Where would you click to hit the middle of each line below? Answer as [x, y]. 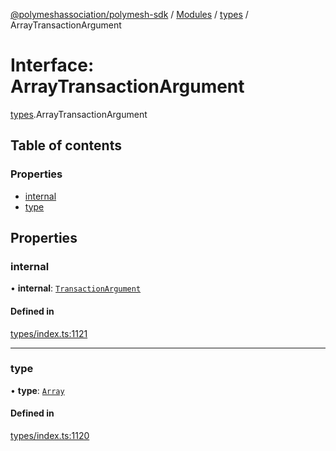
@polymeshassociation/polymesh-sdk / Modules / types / [129, 14]
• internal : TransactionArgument [76, 288]
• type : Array [37, 390]
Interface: [52, 65]
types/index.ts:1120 [50, 436]
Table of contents [66, 145]
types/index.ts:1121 [49, 333]
